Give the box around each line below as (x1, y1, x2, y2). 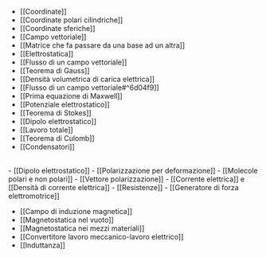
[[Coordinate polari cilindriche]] (19, 15, 123, 25)
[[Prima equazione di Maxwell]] (19, 92, 123, 100)
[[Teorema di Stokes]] (19, 108, 92, 118)
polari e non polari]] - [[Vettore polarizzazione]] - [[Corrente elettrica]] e (8, 174, 245, 184)
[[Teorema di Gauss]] (19, 66, 90, 75)
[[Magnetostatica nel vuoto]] (19, 215, 114, 224)
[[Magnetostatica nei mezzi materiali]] (19, 224, 145, 233)
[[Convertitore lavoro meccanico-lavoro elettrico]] (19, 232, 184, 241)
